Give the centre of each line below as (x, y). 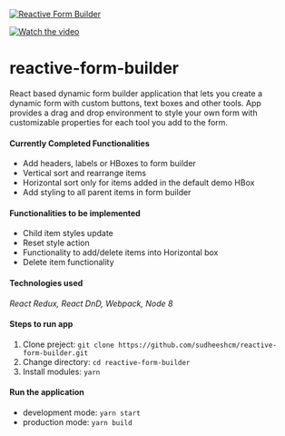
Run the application (47, 392)
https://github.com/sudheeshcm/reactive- (197, 345)
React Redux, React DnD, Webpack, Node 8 (91, 303)
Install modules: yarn (61, 372)
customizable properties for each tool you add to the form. (119, 122)
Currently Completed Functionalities (79, 143)
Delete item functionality (69, 263)
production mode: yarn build (78, 421)
